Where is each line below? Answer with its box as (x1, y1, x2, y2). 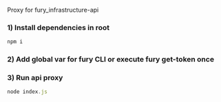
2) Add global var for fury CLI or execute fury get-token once (7, 55, 215, 64)
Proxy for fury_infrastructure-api (7, 6, 99, 14)
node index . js (7, 88, 48, 95)
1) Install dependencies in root (7, 23, 110, 32)
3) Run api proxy (7, 73, 63, 83)
